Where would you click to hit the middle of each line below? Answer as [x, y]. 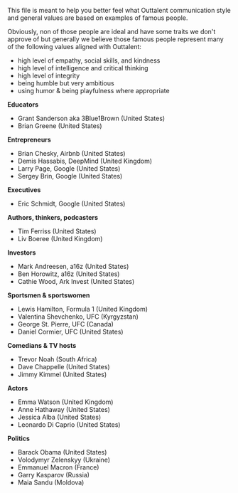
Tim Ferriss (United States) [57, 231]
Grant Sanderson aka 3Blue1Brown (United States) [91, 118]
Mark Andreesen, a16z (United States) [73, 266]
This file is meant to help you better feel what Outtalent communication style [119, 10]
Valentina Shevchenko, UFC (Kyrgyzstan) [78, 317]
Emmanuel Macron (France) [58, 467]
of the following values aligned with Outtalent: [75, 47]
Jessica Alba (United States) [59, 417]
